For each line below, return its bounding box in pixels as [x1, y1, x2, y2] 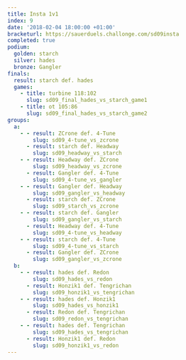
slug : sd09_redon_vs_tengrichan [33, 315, 129, 323]
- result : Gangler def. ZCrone [26, 249, 119, 257]
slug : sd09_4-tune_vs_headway [33, 229, 122, 236]
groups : [7, 116, 31, 123]
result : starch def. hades [13, 76, 94, 84]
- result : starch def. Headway [26, 143, 119, 150]
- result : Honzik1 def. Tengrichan [26, 282, 132, 289]
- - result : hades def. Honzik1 [20, 295, 116, 303]
